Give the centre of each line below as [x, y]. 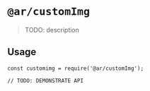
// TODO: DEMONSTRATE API [45, 80]
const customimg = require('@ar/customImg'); [75, 68]
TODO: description [52, 30]
